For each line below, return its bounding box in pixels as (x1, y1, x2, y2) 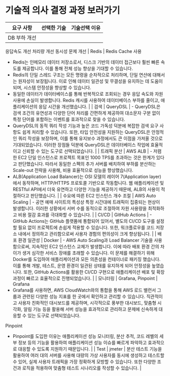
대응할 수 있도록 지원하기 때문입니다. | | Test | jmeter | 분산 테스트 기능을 (18, 345, 162, 352)
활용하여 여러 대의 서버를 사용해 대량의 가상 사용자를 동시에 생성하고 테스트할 (12, 352, 165, 358)
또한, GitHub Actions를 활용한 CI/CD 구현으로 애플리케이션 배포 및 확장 (23, 269, 165, 275)
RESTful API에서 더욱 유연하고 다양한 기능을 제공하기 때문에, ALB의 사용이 (12, 186, 160, 192)
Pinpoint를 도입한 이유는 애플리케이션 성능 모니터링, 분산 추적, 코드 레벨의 (12, 333, 158, 339)
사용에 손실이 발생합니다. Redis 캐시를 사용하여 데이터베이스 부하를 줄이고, (12, 97, 160, 103)
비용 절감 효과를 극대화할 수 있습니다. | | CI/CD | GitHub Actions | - (18, 212, 152, 218)
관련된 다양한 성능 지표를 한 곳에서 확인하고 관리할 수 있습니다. (22, 293, 146, 299)
